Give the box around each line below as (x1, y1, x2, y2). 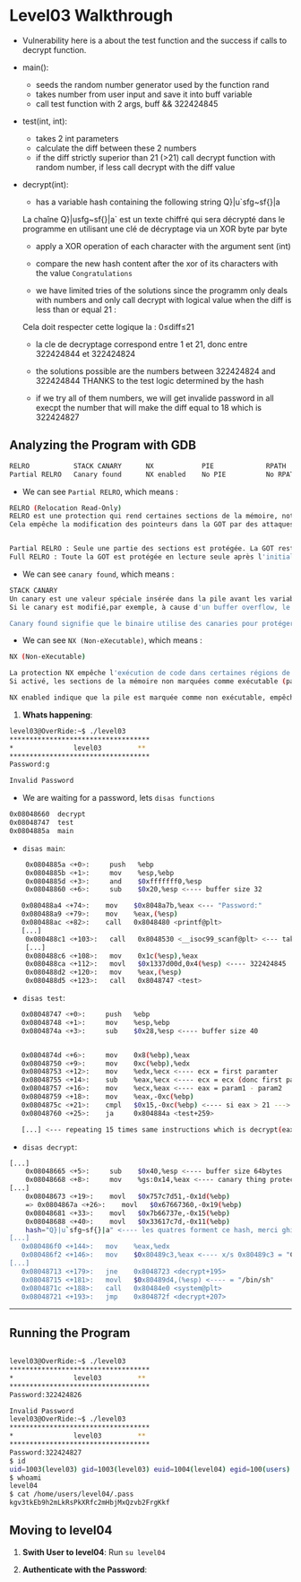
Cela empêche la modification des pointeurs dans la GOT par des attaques (9, 520, 295, 529)
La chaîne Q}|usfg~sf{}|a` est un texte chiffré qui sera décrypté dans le (21, 213, 286, 224)
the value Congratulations (35, 267, 133, 278)
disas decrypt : (21, 1141, 78, 1152)
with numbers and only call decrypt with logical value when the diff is (35, 294, 292, 305)
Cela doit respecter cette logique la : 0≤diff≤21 (21, 321, 194, 332)
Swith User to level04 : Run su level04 (21, 1546, 166, 1557)
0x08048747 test (9, 818, 74, 827)
